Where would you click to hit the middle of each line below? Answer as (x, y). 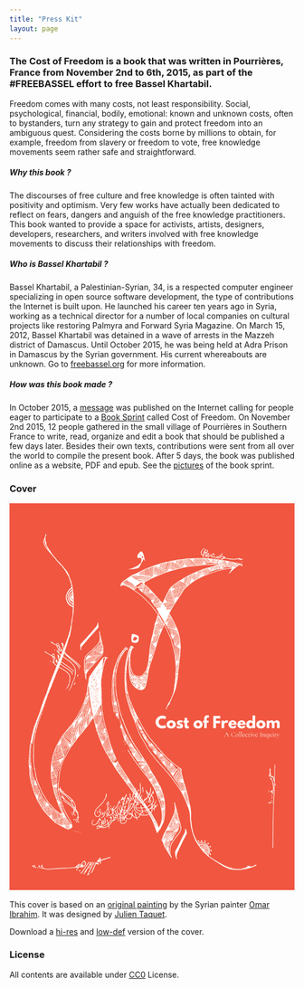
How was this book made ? (61, 385)
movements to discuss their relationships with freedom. (113, 243)
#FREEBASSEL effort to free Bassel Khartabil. (111, 84)
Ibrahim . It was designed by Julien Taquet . (88, 914)
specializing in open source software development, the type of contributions (152, 296)
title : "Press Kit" (46, 19)
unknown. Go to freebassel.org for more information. (108, 364)
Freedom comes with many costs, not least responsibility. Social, (130, 103)
